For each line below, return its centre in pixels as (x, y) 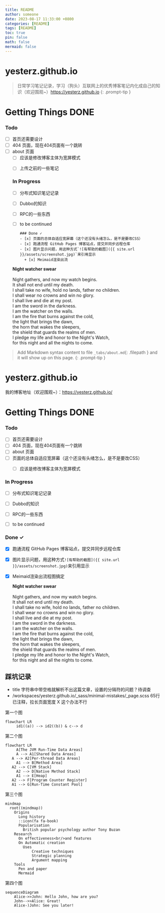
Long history (32, 817)
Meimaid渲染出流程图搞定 (39, 576)
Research (23, 834)
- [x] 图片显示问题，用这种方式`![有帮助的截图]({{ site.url (77, 249)
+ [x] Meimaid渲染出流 (46, 260)
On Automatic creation (41, 843)
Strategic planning (51, 856)
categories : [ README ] (27, 24)
